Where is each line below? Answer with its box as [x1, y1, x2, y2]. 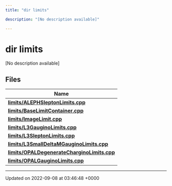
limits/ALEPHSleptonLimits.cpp [8, 99, 85, 106]
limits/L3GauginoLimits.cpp [8, 124, 77, 131]
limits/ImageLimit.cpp [8, 116, 62, 123]
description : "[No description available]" [5, 16, 100, 22]
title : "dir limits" [5, 7, 50, 13]
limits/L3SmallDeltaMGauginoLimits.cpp [8, 140, 109, 148]
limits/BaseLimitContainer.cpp [8, 107, 84, 114]
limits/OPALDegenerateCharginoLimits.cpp [8, 149, 115, 156]
